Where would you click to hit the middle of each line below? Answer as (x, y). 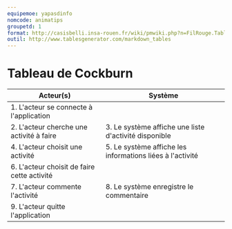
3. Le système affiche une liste (155, 127)
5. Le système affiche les (146, 147)
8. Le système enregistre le (150, 187)
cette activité (32, 176)
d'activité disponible (138, 136)
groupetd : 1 (24, 26)
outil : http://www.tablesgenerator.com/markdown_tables (89, 39)
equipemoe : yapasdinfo (40, 13)
